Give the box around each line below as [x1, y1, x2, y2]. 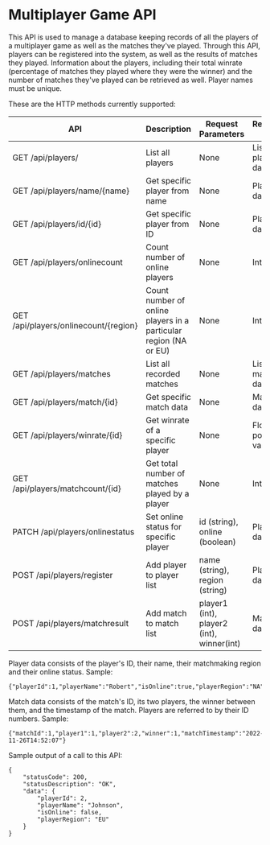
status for [145, 521, 182, 532]
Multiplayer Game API [8, 6, 157, 24]
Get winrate [145, 414, 190, 426]
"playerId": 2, [37, 794, 88, 802]
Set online [145, 511, 184, 522]
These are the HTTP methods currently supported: [8, 99, 176, 109]
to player [145, 569, 179, 580]
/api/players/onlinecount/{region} [12, 319, 138, 331]
